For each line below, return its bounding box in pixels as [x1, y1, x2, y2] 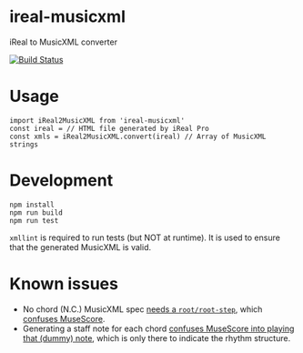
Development [9, 170, 114, 191]
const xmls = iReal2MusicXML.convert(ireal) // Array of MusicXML [9, 132, 267, 141]
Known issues [9, 274, 118, 294]
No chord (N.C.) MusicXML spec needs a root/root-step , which [22, 303, 263, 315]
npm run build [9, 207, 64, 217]
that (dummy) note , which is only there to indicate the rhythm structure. [22, 332, 291, 343]
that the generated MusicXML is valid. [9, 241, 152, 252]
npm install [9, 200, 55, 209]
